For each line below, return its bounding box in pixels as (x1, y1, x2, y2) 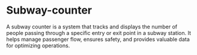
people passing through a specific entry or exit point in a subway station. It (6, 29, 191, 36)
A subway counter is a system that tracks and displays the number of (6, 23, 178, 30)
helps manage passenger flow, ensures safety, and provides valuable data (6, 35, 190, 43)
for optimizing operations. (6, 42, 70, 49)
